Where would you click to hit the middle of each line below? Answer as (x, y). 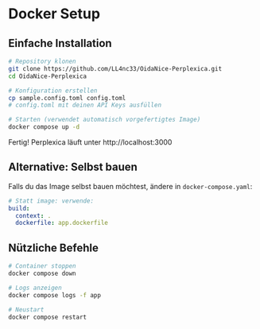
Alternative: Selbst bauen (73, 167)
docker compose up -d (44, 127)
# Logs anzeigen (35, 288)
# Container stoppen (43, 266)
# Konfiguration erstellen (53, 91)
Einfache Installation (60, 43)
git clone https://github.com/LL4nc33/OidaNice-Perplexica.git (115, 68)
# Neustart (26, 310)
